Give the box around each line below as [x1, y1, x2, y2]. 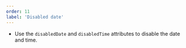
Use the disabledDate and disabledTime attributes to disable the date [14, 30, 180, 37]
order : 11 [6, 8, 30, 15]
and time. [14, 36, 37, 43]
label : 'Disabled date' [6, 14, 64, 20]
